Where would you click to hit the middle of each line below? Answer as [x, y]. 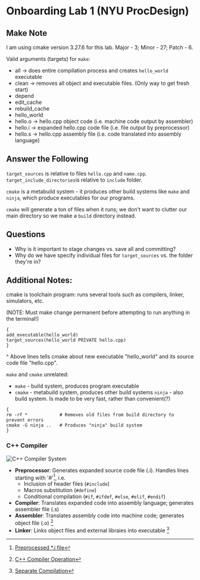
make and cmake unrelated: [37, 375]
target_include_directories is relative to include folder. [74, 180]
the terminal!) [23, 319]
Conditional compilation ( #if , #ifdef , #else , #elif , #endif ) [94, 496]
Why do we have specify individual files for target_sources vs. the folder [104, 255]
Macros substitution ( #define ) [60, 490]
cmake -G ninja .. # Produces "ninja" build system [74, 425]
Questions [26, 234]
